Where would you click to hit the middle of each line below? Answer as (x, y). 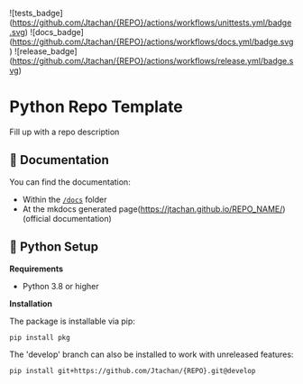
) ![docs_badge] (54, 32)
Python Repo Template (96, 107)
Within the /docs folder (64, 199)
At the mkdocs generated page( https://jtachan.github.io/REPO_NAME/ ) (154, 209)
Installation (31, 303)
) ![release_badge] (44, 51)
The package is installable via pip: (72, 321)
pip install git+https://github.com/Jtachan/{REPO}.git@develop (133, 370)
